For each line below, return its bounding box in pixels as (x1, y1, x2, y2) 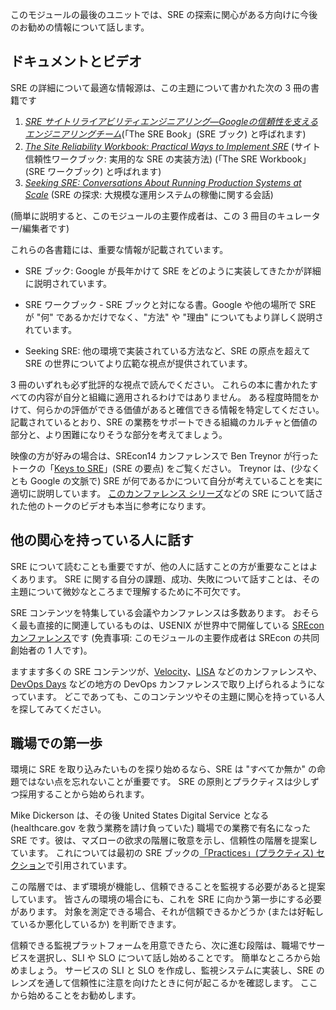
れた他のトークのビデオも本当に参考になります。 (10, 499, 212, 512)
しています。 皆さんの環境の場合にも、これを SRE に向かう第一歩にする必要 (10, 893, 323, 905)
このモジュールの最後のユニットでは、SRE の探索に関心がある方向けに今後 (10, 9, 318, 20)
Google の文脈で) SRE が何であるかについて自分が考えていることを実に (29, 474, 323, 487)
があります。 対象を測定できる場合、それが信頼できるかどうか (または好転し (10, 906, 325, 918)
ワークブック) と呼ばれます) (47, 165, 162, 177)
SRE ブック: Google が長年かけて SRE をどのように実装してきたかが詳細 (24, 264, 322, 277)
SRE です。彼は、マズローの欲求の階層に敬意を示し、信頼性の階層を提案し (10, 834, 318, 847)
